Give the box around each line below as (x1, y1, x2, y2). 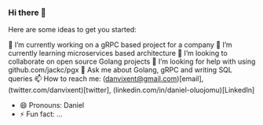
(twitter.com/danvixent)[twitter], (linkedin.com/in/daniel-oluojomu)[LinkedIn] (8, 86, 255, 95)
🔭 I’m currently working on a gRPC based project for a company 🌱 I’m (8, 40, 233, 50)
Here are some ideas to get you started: (8, 25, 137, 35)
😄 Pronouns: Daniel (19, 101, 85, 110)
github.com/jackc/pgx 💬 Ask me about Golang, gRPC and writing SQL (8, 65, 233, 75)
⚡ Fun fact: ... (19, 109, 63, 119)
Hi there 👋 (8, 7, 47, 18)
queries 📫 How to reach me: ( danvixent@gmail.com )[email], (8, 74, 204, 83)
